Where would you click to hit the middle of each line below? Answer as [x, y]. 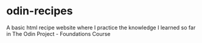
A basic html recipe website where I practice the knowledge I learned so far [101, 27]
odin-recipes [40, 11]
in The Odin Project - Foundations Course [58, 33]
